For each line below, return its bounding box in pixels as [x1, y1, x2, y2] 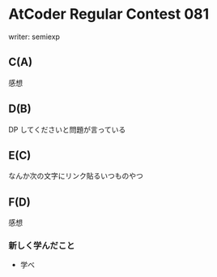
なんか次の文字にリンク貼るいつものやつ [8, 171, 143, 181]
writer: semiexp [8, 32, 61, 41]
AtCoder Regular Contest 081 [8, 5, 210, 24]
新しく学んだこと [8, 240, 75, 252]
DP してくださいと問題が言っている [8, 124, 126, 134]
